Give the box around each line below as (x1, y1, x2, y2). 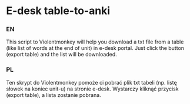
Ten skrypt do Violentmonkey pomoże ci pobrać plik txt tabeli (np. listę (6, 79, 178, 86)
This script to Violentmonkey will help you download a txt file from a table (6, 38, 184, 45)
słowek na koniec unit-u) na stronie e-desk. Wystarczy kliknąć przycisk (6, 85, 179, 92)
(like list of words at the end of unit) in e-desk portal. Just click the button (6, 45, 184, 52)
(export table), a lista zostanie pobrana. (6, 91, 101, 98)
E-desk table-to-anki (6, 4, 111, 18)
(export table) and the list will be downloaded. (6, 51, 118, 58)
